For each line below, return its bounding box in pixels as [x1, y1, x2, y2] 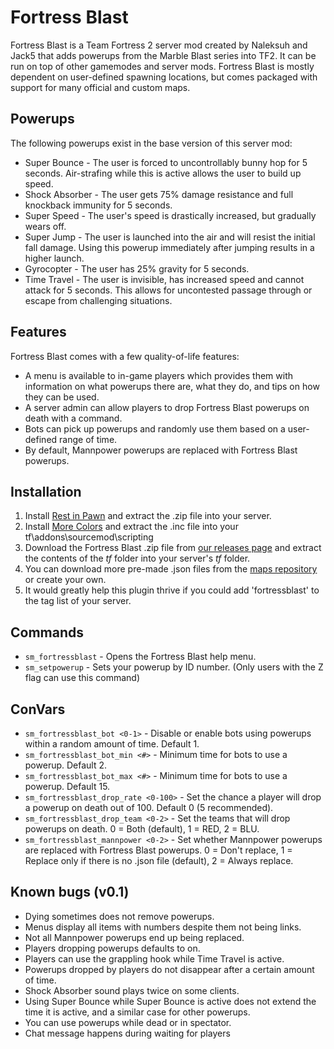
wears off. [24, 220, 67, 232]
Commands [10, 624, 85, 641]
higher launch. [24, 252, 85, 264]
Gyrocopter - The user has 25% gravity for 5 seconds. [24, 262, 250, 275]
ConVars [10, 701, 66, 718]
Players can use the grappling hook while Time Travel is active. [24, 952, 285, 965]
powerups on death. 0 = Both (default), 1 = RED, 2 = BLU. [24, 823, 260, 835]
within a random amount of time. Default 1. [24, 738, 200, 750]
